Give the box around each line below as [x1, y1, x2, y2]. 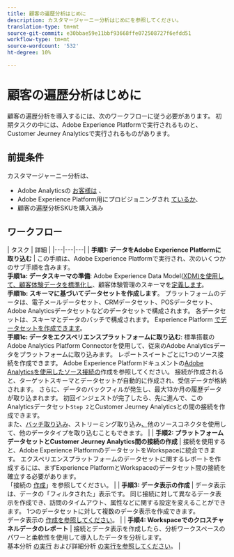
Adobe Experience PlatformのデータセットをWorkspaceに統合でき [19, 446, 210, 455]
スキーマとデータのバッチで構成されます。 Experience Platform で [31, 315, 221, 324]
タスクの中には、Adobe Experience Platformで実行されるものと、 [13, 120, 202, 129]
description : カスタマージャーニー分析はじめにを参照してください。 [7, 17, 182, 24]
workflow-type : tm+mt [7, 36, 70, 43]
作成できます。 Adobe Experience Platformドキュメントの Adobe [19, 359, 204, 367]
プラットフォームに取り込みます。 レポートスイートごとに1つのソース [19, 350, 218, 359]
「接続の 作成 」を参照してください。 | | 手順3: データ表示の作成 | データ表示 [7, 481, 226, 489]
